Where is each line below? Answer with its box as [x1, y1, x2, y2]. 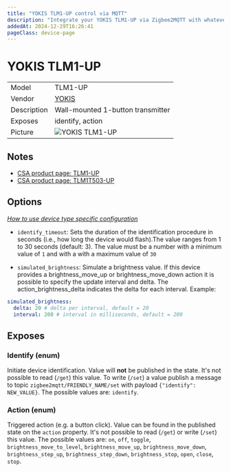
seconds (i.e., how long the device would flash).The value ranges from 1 [16, 235, 221, 243]
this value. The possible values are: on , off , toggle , [7, 436, 151, 444]
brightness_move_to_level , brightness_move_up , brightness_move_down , [7, 442, 207, 451]
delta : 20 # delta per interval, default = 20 [13, 304, 149, 311]
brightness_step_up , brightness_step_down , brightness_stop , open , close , [7, 450, 214, 458]
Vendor [10, 94, 34, 104]
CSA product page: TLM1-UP [16, 169, 100, 177]
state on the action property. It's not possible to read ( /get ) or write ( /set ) [7, 428, 218, 436]
